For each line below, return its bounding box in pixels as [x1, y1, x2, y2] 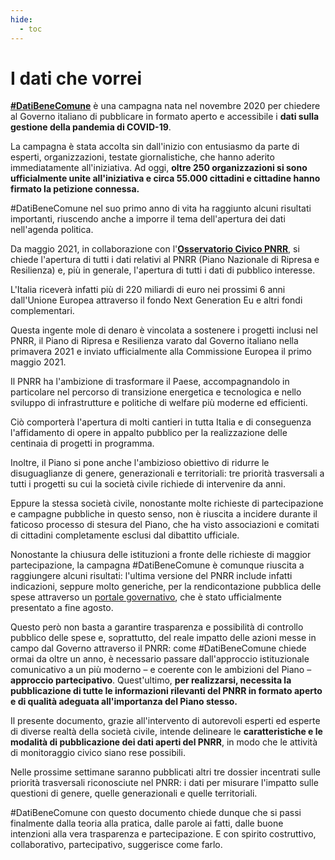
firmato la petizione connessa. [10, 183, 140, 195]
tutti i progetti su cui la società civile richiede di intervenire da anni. [10, 478, 286, 490]
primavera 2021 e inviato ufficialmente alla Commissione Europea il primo [10, 346, 312, 358]
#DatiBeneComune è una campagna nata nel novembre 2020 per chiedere [10, 100, 321, 112]
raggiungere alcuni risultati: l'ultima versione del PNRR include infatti [10, 570, 293, 582]
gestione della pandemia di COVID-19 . [10, 121, 172, 133]
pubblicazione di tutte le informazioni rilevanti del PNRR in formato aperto [10, 685, 323, 697]
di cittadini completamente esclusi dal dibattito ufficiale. [10, 529, 240, 541]
